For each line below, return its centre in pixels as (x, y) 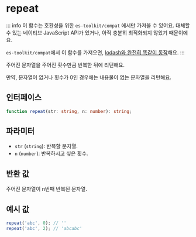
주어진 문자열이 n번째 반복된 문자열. (47, 189)
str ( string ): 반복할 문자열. (46, 146)
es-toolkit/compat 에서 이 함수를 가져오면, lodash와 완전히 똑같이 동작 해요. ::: (95, 52)
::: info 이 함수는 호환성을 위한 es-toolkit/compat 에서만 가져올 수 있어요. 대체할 (98, 25)
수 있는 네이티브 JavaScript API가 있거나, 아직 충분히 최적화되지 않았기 (87, 32)
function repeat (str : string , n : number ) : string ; (69, 111)
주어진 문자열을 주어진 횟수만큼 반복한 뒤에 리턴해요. (65, 65)
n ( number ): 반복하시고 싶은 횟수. (51, 153)
